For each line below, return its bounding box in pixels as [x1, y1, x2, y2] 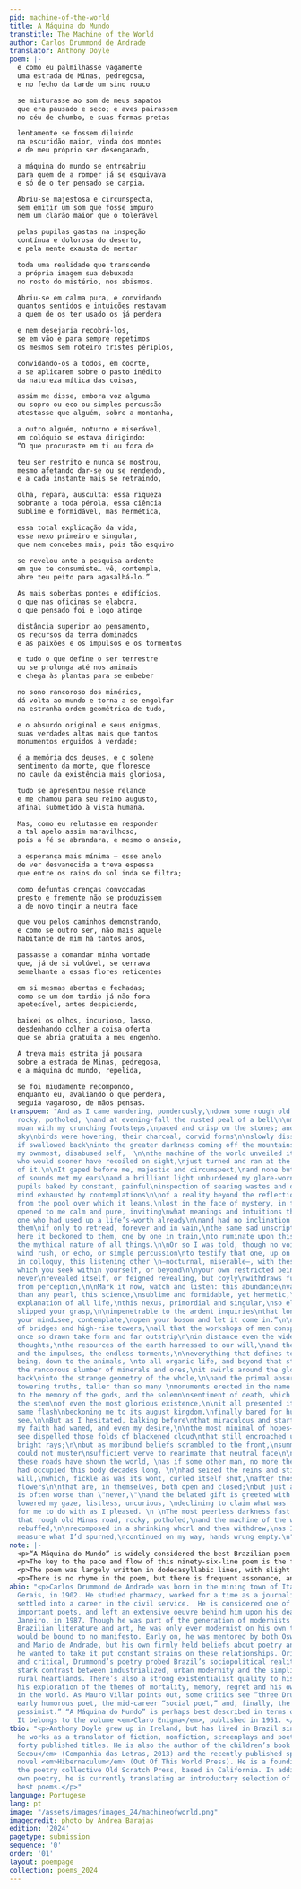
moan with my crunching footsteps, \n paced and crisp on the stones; [17, 1123, 279, 1133]
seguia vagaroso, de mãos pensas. [17, 1099, 146, 1108]
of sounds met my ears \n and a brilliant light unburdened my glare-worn [17, 1174, 295, 1183]
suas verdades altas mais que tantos [17, 728, 159, 738]
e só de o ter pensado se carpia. [17, 178, 146, 187]
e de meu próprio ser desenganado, [17, 145, 150, 155]
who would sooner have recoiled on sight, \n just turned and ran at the [17, 1157, 291, 1166]
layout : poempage [9, 1858, 74, 1867]
